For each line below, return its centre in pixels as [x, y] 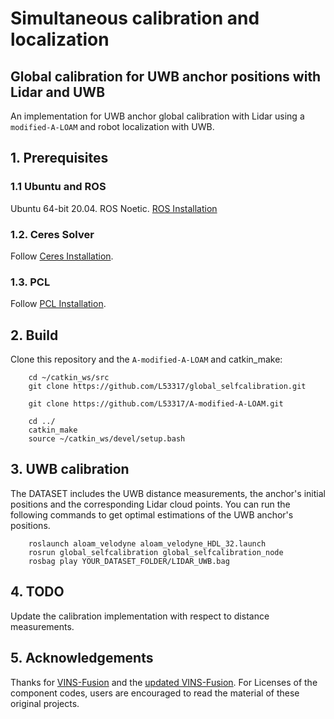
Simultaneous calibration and [135, 18]
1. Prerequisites [59, 158]
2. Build [34, 335]
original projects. [45, 703]
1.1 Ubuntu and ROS [58, 187]
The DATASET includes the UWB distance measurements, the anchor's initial [168, 493]
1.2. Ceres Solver [52, 234]
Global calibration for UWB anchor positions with [166, 76]
